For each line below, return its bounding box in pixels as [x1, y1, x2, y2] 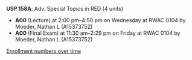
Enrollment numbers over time [6, 47, 82, 55]
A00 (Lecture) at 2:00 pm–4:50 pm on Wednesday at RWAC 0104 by [14, 17, 186, 23]
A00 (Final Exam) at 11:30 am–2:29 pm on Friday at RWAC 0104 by [14, 29, 181, 37]
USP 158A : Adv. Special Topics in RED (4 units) [6, 5, 124, 12]
